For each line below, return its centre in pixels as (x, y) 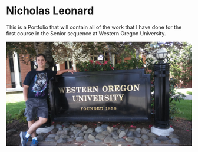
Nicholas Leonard (50, 11)
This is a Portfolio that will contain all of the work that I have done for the (94, 27)
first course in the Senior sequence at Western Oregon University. (86, 33)
